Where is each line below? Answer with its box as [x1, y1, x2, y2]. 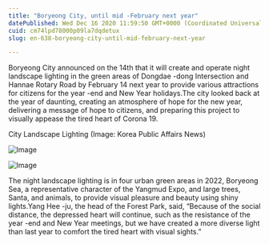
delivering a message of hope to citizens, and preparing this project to [8, 106, 240, 115]
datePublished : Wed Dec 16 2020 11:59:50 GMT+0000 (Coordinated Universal [8, 19, 263, 27]
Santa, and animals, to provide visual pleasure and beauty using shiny [8, 193, 239, 202]
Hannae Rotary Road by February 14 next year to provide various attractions [8, 80, 259, 90]
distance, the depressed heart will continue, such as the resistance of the [8, 210, 251, 220]
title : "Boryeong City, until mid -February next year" [8, 11, 199, 20]
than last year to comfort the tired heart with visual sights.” [8, 227, 202, 237]
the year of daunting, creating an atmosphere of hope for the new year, [8, 97, 243, 106]
